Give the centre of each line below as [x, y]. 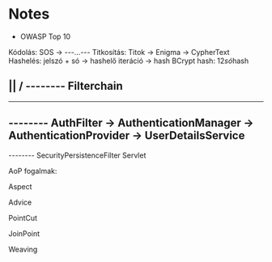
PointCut [23, 218]
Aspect [20, 186]
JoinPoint [24, 233]
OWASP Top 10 [45, 36]
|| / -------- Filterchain [66, 86]
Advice [20, 202]
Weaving [23, 249]
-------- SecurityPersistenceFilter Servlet [77, 155]
